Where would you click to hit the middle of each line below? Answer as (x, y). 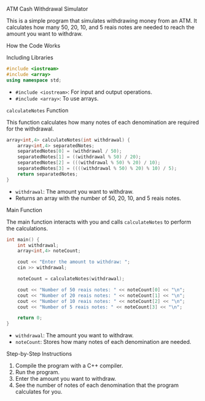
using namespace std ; (34, 80)
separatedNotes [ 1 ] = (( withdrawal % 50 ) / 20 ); (79, 157)
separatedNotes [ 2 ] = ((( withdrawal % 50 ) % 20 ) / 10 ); (89, 163)
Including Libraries (30, 57)
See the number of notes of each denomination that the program (97, 385)
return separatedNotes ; (48, 174)
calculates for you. (39, 392)
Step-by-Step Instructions (39, 354)
